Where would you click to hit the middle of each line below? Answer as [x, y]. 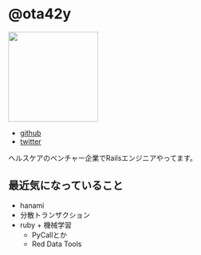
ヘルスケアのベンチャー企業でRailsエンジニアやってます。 [103, 157]
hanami [32, 205]
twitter [30, 141]
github [30, 133]
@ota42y [40, 14]
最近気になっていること [66, 186]
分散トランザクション [55, 215]
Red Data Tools [57, 244]
